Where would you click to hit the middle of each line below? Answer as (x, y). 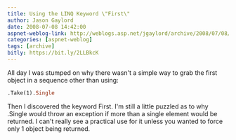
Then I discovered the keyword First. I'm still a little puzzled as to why (108, 106)
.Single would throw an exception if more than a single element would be (112, 113)
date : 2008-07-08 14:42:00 (47, 27)
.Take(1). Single (31, 93)
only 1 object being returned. (49, 128)
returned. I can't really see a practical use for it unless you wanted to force (115, 121)
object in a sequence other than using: (63, 80)
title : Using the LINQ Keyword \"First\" (69, 14)
